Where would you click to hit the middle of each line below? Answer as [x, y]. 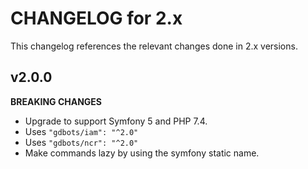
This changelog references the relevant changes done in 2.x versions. [154, 46]
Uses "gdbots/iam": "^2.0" [81, 131]
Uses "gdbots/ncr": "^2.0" [81, 142]
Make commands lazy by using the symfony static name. [142, 153]
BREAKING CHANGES [56, 101]
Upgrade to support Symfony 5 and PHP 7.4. [116, 121]
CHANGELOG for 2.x [96, 18]
